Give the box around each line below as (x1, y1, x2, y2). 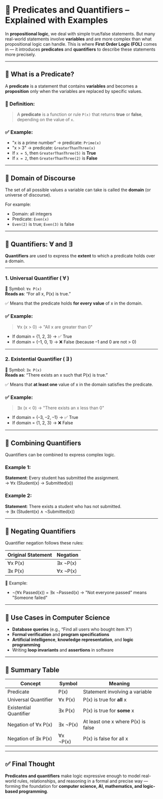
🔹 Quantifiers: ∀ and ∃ (5, 240, 73, 248)
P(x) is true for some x (83, 708, 134, 714)
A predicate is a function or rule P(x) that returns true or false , (16, 111, 143, 117)
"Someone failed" (12, 595, 48, 600)
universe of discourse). (5, 192, 51, 198)
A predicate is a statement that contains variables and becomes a (5, 83, 138, 89)
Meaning (109, 680, 130, 687)
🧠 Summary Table (5, 666, 60, 674)
